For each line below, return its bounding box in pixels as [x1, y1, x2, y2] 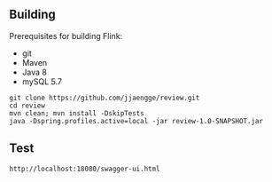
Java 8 [21, 67, 47, 77]
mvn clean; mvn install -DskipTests [9, 108, 144, 118]
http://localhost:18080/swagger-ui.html [9, 164, 161, 173]
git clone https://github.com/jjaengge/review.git [9, 93, 200, 102]
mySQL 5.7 [21, 75, 62, 87]
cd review [9, 101, 46, 110]
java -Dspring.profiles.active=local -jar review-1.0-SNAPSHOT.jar [9, 116, 264, 125]
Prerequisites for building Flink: [9, 30, 123, 41]
